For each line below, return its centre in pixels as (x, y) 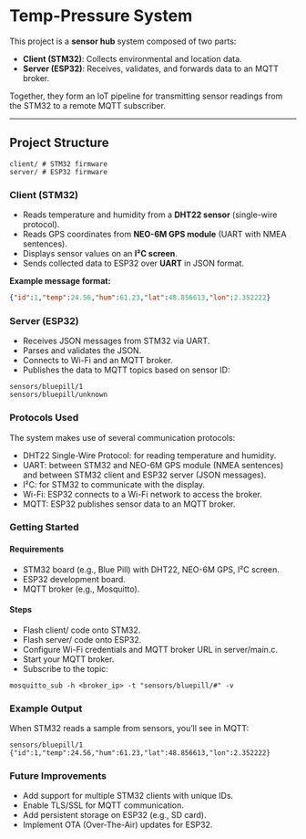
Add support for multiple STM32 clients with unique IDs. (128, 796)
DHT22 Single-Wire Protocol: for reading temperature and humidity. (149, 455)
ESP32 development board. (74, 579)
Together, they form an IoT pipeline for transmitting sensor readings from (146, 96)
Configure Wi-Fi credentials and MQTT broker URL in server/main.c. (150, 649)
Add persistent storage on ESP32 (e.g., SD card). (114, 815)
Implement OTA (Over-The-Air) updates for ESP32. (117, 825)
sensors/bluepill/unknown (58, 395)
